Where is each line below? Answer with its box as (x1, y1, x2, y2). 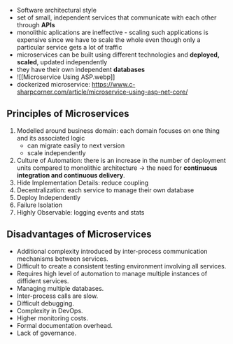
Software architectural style (16, 6, 97, 14)
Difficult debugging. (16, 299, 74, 307)
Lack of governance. (16, 329, 77, 337)
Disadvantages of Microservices (6, 229, 152, 241)
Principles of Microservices (6, 108, 130, 120)
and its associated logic (16, 134, 85, 142)
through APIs (16, 21, 55, 29)
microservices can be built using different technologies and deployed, (16, 50, 220, 59)
